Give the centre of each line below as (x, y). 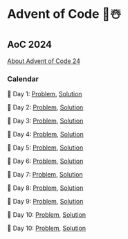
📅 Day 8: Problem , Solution (45, 188)
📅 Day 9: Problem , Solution (45, 202)
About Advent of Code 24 (44, 61)
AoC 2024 (30, 44)
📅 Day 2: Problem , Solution (45, 107)
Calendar (23, 79)
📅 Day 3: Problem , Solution (45, 121)
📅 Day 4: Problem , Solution (46, 134)
